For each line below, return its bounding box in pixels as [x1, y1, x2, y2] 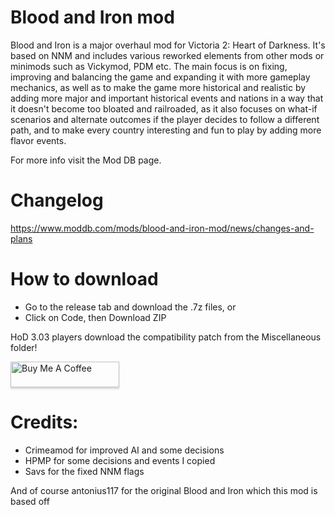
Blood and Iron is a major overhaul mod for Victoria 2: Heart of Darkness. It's [10, 39, 326, 51]
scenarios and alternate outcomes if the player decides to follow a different [10, 113, 320, 125]
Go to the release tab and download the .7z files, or [24, 301, 237, 313]
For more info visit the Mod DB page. [10, 154, 162, 166]
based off [10, 495, 50, 507]
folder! [10, 341, 38, 353]
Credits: [10, 411, 79, 433]
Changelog [10, 189, 104, 212]
